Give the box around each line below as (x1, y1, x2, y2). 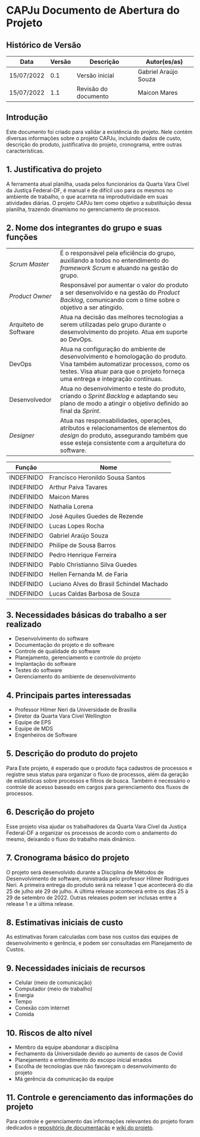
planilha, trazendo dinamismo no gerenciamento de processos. (6, 205, 161, 213)
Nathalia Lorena (49, 503, 93, 511)
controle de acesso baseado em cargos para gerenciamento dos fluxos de (6, 783, 189, 790)
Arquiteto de (9, 320, 44, 329)
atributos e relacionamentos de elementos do (60, 424, 187, 432)
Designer (9, 431, 35, 440)
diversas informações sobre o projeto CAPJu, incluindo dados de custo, (6, 135, 182, 142)
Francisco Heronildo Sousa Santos (49, 474, 146, 482)
